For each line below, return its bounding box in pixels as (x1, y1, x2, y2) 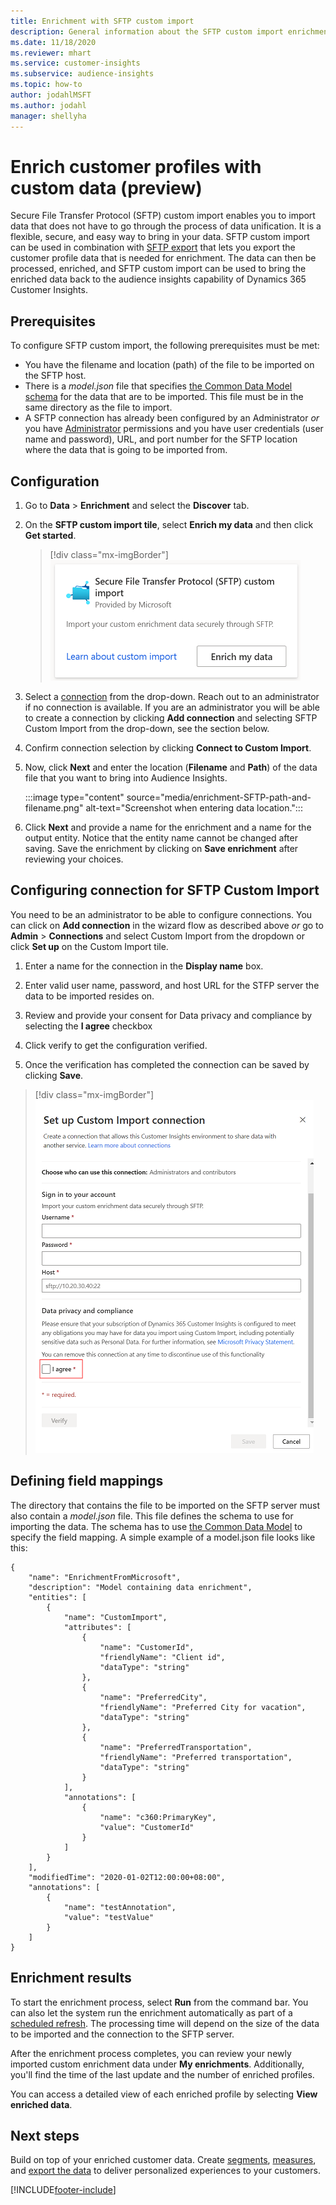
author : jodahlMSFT (10, 90, 92, 100)
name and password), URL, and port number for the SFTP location (24, 433, 298, 445)
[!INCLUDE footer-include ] (10, 2184, 117, 2196)
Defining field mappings (10, 1473, 164, 1490)
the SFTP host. (24, 370, 87, 382)
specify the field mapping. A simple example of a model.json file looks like (10, 1531, 316, 1543)
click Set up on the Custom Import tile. (10, 940, 169, 952)
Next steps (10, 2127, 80, 2144)
